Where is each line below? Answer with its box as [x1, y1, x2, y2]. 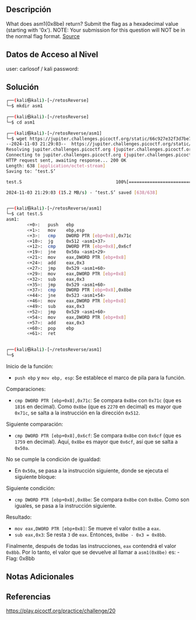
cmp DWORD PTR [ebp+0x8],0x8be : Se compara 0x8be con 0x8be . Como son [14, 496, 190, 503]
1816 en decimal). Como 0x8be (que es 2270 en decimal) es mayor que [14, 403, 182, 410]
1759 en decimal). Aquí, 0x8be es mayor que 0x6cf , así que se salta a [14, 438, 178, 445]
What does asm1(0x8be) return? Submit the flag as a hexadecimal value [6, 20, 179, 27]
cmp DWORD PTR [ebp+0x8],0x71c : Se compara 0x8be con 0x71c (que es [14, 396, 182, 403]
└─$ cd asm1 [6, 119, 35, 125]
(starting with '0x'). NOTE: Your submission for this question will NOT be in [6, 26, 185, 33]
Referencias [6, 591, 51, 602]
